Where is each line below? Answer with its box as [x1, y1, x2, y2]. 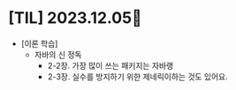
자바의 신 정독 [34, 49, 82, 60]
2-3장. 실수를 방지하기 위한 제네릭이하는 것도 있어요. [47, 71, 229, 82]
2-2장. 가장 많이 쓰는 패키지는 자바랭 [47, 60, 174, 71]
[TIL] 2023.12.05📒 [8, 8, 142, 28]
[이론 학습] [20, 38, 58, 49]
